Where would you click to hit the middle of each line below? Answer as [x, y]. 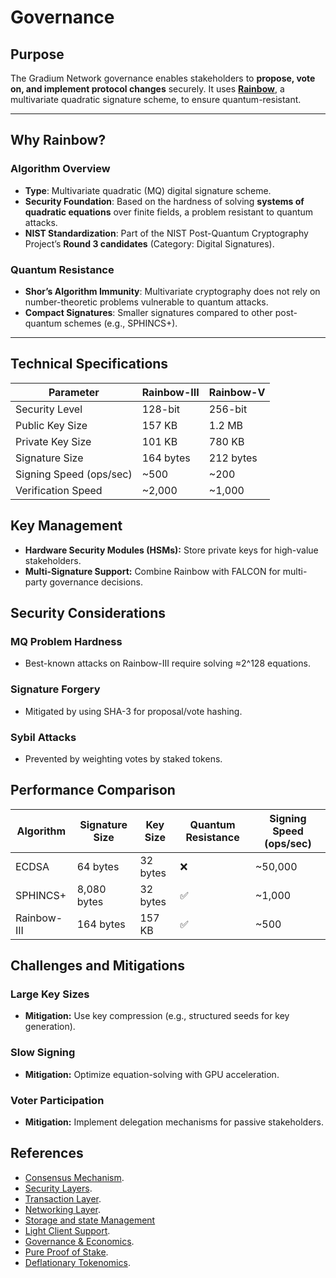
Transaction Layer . [63, 1198]
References [47, 1153]
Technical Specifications [89, 364]
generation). [50, 1027]
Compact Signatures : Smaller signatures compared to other [148, 312]
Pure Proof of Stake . [66, 1252]
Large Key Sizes [50, 994]
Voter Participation [57, 1100]
